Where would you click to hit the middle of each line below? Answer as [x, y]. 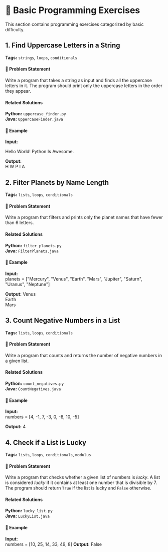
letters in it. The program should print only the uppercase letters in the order [84, 86]
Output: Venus [21, 294]
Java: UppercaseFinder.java [34, 119]
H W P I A [15, 167]
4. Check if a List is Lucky [46, 442]
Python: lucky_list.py [29, 511]
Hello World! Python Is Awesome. [40, 152]
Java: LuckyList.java [28, 516]
